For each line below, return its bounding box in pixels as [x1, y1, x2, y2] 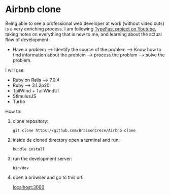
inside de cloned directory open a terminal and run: [12, 137, 120, 143]
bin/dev [12, 165, 29, 171]
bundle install [12, 146, 45, 152]
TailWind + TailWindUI [12, 87, 59, 93]
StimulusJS [12, 93, 37, 99]
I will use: [5, 67, 25, 73]
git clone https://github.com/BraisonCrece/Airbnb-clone [12, 128, 136, 133]
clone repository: [12, 118, 49, 124]
